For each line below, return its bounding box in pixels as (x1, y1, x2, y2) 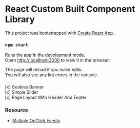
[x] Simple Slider (5, 89, 39, 95)
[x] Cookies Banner (5, 84, 44, 90)
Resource (5, 107, 28, 113)
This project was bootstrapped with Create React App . (5, 30, 115, 36)
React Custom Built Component (5, 3, 136, 15)
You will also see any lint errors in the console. (5, 72, 99, 78)
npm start (5, 42, 28, 47)
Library (5, 14, 35, 25)
